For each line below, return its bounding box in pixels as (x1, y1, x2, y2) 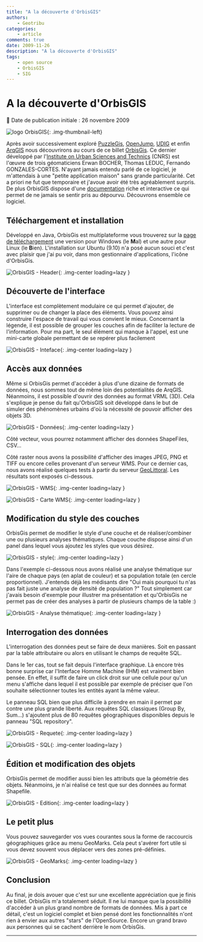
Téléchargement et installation (6, 215, 124, 225)
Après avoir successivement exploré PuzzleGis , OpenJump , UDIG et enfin (6, 140, 190, 147)
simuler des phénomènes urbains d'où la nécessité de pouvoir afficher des (6, 405, 193, 413)
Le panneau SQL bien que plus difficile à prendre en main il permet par (6, 698, 182, 706)
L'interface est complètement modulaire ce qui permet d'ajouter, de (6, 302, 174, 309)
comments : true (6, 37, 45, 43)
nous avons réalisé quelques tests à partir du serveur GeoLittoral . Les (6, 466, 179, 473)
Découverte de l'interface (6, 286, 105, 297)
